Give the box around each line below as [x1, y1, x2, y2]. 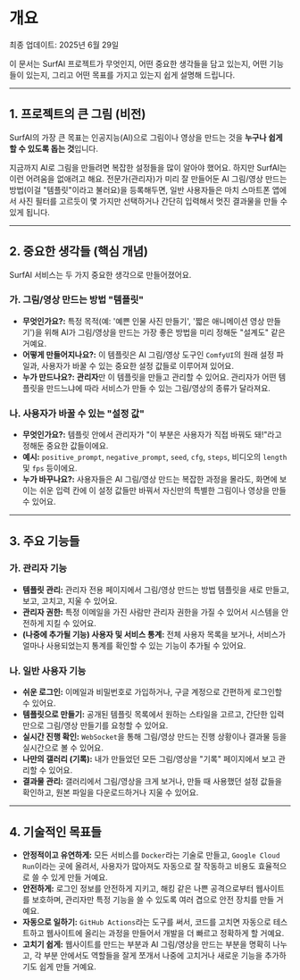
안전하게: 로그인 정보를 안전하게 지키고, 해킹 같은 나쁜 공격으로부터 [21, 883, 254, 893]
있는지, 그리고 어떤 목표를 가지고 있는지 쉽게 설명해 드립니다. [25, 69, 236, 80]
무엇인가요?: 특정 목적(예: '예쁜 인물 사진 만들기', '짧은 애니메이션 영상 [21, 315, 265, 326]
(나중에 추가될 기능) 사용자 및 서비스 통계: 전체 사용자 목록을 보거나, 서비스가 [21, 629, 286, 640]
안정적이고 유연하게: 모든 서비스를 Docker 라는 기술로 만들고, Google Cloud [21, 850, 280, 860]
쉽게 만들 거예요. [38, 961, 96, 972]
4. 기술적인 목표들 [9, 824, 103, 840]
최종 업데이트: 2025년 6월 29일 [9, 39, 119, 50]
